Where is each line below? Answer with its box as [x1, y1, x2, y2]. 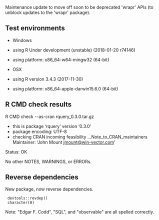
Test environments [5, 24, 65, 32]
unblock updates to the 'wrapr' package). [5, 9, 91, 15]
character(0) [7, 200, 35, 205]
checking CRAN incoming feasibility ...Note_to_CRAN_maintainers [12, 133, 147, 139]
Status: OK [5, 148, 27, 154]
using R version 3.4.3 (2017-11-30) [12, 76, 83, 82]
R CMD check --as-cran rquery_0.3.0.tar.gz [5, 113, 94, 119]
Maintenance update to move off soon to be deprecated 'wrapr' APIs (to [5, 4, 153, 10]
